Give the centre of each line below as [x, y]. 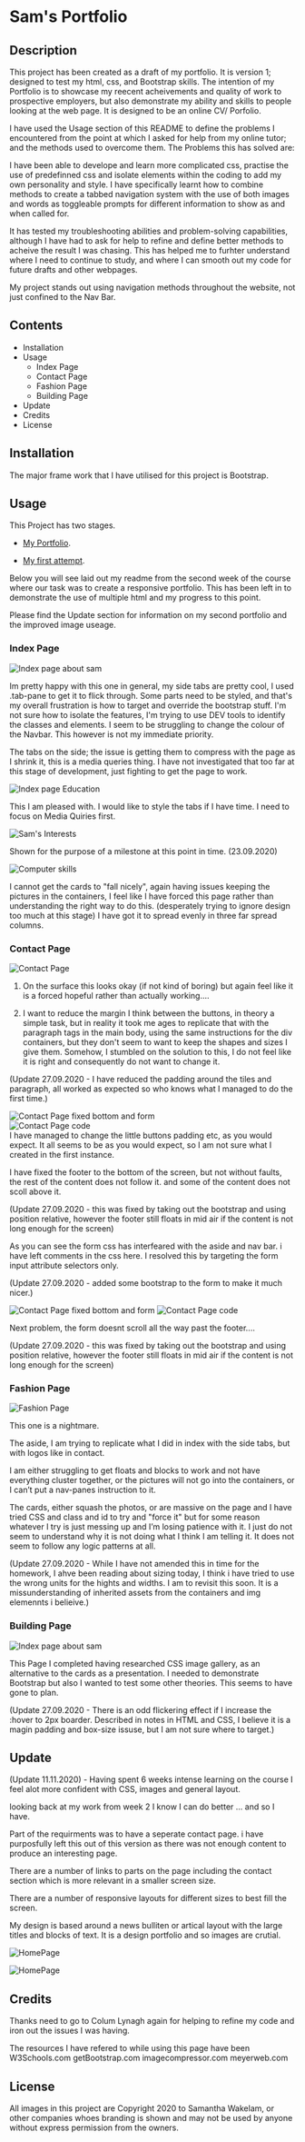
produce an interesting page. [64, 1853]
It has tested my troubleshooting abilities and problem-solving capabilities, [149, 231]
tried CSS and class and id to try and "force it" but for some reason [135, 1517]
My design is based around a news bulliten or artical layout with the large [146, 1926]
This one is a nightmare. [54, 1426]
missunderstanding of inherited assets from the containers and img [135, 1593]
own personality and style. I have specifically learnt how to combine [137, 184]
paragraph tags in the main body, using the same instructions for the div [157, 1032]
